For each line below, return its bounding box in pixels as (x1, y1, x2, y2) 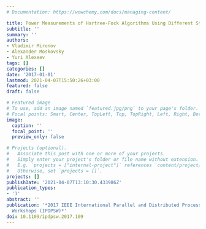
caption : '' (12, 122, 43, 129)
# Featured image (6, 99, 51, 106)
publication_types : (6, 185, 56, 191)
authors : (6, 37, 29, 44)
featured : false (6, 83, 48, 89)
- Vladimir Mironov (6, 43, 56, 49)
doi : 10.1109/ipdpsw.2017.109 (6, 213, 84, 220)
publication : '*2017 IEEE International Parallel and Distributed (6, 202, 180, 208)
